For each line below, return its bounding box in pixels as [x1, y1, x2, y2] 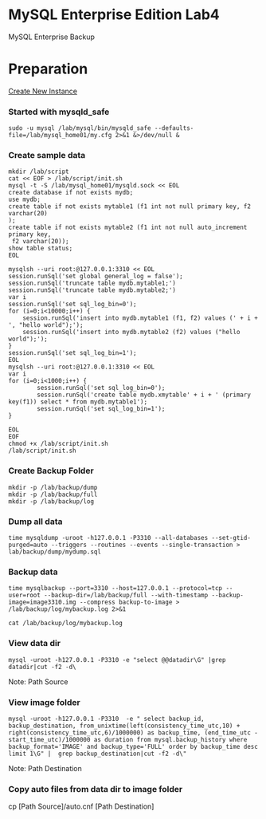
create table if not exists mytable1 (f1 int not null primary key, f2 [8, 203, 251, 211]
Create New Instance [8, 86, 78, 96]
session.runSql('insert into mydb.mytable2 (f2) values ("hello [22, 329, 241, 337]
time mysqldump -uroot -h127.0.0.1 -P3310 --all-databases [8, 534, 209, 542]
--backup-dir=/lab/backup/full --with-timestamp [43, 592, 209, 600]
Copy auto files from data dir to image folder [8, 783, 183, 794]
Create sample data [8, 150, 86, 161]
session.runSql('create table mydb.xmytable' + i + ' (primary [37, 391, 251, 400]
